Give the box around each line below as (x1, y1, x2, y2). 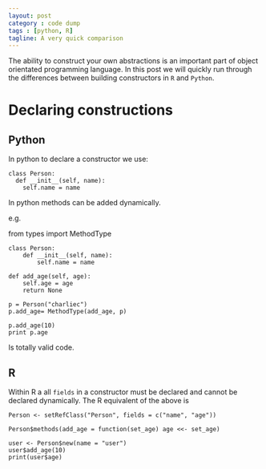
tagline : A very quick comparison (8, 34, 124, 42)
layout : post (8, 11, 52, 20)
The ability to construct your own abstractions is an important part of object (8, 56, 259, 66)
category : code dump (8, 19, 81, 27)
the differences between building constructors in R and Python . (8, 73, 215, 83)
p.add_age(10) (8, 321, 56, 330)
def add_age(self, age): (8, 273, 91, 281)
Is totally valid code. (8, 342, 75, 353)
